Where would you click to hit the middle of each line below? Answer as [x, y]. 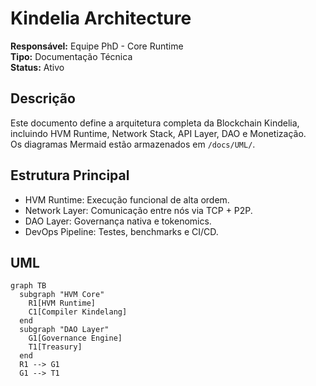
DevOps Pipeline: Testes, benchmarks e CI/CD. [121, 231]
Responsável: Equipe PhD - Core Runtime [97, 46]
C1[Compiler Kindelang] [78, 312]
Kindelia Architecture [101, 18]
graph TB [28, 286]
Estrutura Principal [70, 175]
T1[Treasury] [55, 347]
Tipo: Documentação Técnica [71, 56]
